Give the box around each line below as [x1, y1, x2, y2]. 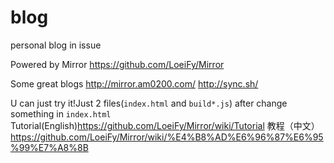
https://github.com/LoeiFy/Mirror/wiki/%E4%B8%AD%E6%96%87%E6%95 [10, 131, 324, 143]
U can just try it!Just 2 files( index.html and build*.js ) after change [10, 97, 288, 109]
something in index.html [10, 107, 112, 120]
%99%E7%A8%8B [10, 141, 89, 153]
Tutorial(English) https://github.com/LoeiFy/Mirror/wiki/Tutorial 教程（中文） [10, 119, 320, 131]
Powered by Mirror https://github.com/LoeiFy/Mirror [10, 58, 225, 70]
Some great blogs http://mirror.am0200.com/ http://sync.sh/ [10, 77, 259, 90]
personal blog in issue [10, 39, 102, 51]
